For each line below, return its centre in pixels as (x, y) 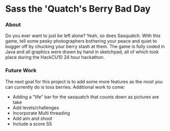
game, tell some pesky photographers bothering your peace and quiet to (81, 41)
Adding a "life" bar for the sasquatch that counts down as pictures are (86, 96)
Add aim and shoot (32, 118)
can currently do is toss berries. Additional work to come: (65, 87)
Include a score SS (32, 124)
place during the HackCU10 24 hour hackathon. (55, 57)
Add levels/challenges (36, 108)
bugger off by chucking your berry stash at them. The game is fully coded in (85, 47)
